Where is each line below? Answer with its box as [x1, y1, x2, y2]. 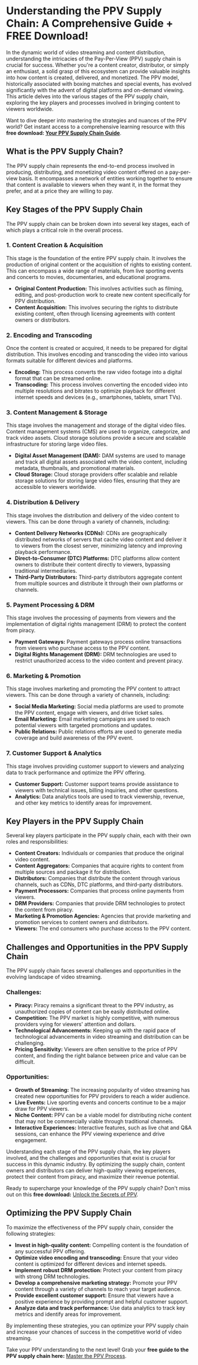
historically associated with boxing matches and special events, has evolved [6, 80, 192, 87]
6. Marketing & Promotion [6, 672, 81, 680]
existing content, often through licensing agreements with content [14, 310, 176, 317]
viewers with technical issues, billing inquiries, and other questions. [14, 786, 179, 793]
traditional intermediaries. [14, 567, 77, 574]
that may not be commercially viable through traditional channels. [14, 1117, 174, 1124]
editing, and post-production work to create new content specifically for [14, 291, 190, 298]
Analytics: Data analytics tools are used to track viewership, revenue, [14, 793, 185, 800]
